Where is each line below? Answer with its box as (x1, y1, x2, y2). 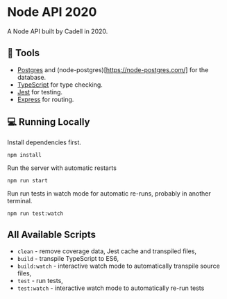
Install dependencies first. (7, 138, 82, 146)
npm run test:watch (7, 210, 64, 217)
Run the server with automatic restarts (7, 164, 117, 172)
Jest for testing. (17, 87, 63, 96)
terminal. (7, 196, 33, 205)
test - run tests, (17, 277, 64, 285)
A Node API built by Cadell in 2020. (7, 27, 108, 35)
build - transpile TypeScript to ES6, (17, 255, 119, 263)
